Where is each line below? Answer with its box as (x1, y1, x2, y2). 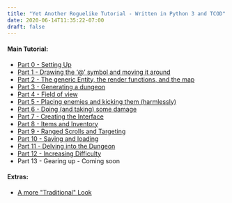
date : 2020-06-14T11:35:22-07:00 (7, 17, 105, 24)
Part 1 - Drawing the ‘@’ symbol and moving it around (17, 68, 171, 76)
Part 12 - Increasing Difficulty (17, 149, 102, 158)
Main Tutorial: (7, 45, 49, 53)
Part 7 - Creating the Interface (17, 112, 105, 121)
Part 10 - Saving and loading (17, 134, 99, 143)
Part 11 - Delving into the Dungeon (17, 142, 116, 150)
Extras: (7, 172, 29, 181)
